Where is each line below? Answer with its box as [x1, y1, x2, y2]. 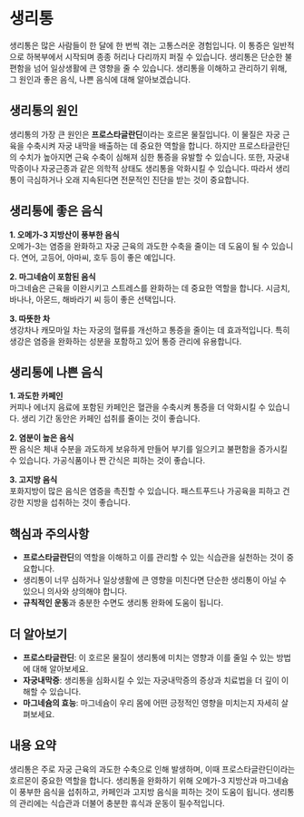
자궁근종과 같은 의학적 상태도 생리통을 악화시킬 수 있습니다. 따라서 [40, 162, 274, 173]
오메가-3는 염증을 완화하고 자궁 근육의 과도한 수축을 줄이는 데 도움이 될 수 [9, 240, 270, 251]
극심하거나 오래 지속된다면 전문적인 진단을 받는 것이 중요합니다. [25, 174, 250, 185]
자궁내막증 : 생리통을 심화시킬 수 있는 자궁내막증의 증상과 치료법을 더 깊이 [22, 675, 279, 686]
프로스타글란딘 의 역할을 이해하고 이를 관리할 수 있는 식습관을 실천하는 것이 [22, 552, 285, 563]
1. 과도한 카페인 [9, 391, 64, 402]
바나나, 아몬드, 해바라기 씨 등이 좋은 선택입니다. [9, 294, 177, 305]
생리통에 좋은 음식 [9, 203, 103, 219]
